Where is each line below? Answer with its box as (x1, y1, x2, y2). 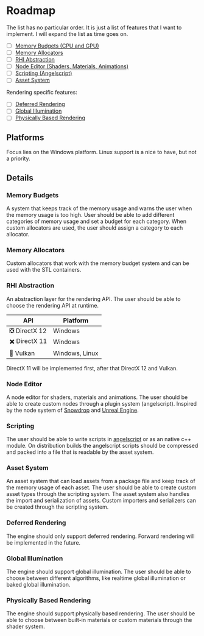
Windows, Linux (52, 348, 99, 357)
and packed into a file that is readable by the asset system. (6, 448, 154, 456)
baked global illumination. (6, 581, 71, 588)
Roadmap (6, 4, 56, 18)
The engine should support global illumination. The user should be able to (6, 568, 191, 576)
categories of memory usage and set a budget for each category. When (6, 217, 187, 225)
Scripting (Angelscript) (15, 69, 72, 77)
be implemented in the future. (6, 539, 81, 546)
